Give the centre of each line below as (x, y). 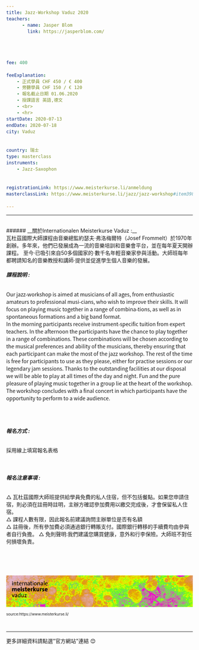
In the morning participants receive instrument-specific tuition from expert (96, 324)
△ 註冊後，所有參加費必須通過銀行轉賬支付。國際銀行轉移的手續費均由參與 (98, 527)
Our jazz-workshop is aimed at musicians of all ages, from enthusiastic (90, 294)
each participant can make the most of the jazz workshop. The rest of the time (99, 354)
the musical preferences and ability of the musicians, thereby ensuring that (96, 346)
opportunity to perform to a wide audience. (58, 398)
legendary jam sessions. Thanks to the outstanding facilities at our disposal (96, 369)
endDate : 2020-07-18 (32, 125)
